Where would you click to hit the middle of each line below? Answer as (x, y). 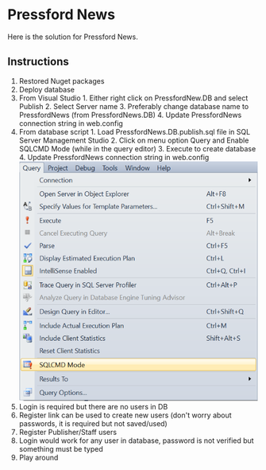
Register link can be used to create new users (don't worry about (125, 415)
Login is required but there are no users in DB (93, 406)
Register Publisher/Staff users (67, 432)
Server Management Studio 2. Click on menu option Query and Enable (134, 140)
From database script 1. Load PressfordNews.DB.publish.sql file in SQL (135, 131)
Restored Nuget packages (62, 80)
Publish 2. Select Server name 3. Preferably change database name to (134, 106)
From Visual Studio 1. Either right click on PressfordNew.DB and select (133, 98)
